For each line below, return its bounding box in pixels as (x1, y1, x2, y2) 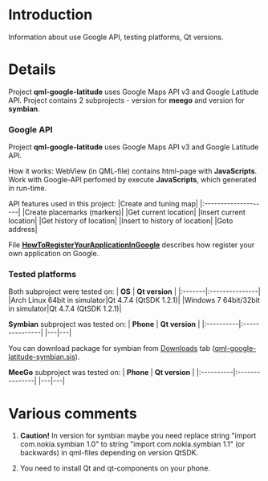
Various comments (8, 404, 138, 422)
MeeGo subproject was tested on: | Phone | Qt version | (8, 368, 195, 377)
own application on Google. (8, 249, 99, 259)
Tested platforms (8, 269, 77, 280)
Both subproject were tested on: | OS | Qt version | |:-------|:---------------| (8, 287, 261, 296)
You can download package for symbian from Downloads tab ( (8, 344, 215, 353)
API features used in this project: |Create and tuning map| (8, 199, 199, 209)
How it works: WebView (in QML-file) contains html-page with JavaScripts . (8, 166, 258, 176)
